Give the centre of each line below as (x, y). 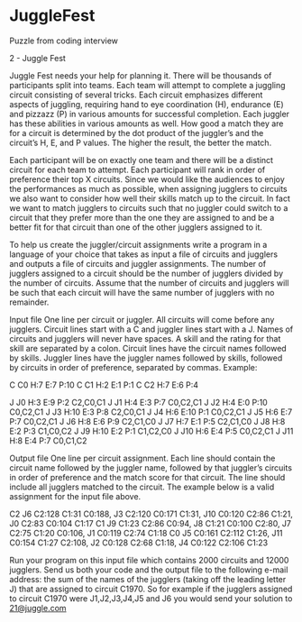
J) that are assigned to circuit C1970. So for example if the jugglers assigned (151, 589)
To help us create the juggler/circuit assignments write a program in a (138, 244)
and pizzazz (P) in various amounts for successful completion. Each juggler (150, 114)
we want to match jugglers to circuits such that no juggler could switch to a (149, 207)
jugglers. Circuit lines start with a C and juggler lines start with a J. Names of (151, 329)
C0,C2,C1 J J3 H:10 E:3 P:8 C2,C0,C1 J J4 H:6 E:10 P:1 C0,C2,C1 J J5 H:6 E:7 (151, 412)
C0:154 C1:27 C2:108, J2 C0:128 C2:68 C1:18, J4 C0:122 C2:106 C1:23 (139, 543)
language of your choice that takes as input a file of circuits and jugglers (143, 254)
